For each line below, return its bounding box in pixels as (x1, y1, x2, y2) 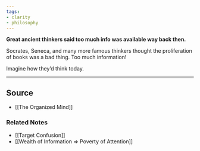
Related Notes (6, 118, 48, 127)
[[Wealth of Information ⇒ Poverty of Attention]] (14, 138, 133, 145)
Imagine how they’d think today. (6, 65, 85, 72)
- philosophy (6, 20, 39, 25)
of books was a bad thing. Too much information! (6, 54, 127, 61)
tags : (6, 8, 20, 15)
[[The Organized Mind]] (14, 104, 73, 111)
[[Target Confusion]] (14, 131, 65, 139)
